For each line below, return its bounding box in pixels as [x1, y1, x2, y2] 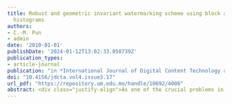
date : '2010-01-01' [7, 42, 64, 49]
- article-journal [7, 61, 60, 68]
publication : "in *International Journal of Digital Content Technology [7, 67, 221, 74]
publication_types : [7, 55, 64, 62]
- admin [7, 36, 30, 42]
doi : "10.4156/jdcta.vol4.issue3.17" [7, 73, 116, 81]
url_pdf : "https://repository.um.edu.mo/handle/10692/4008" [7, 80, 184, 87]
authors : [7, 23, 32, 29]
